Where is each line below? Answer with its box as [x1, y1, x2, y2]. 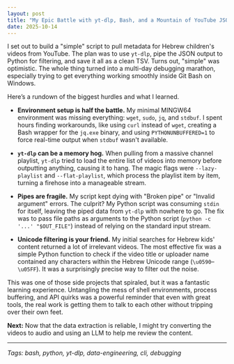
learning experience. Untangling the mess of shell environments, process [7, 286, 217, 294]
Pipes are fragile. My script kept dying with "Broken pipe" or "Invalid [17, 192, 215, 200]
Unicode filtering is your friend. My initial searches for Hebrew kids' [17, 235, 215, 244]
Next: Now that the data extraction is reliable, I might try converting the [7, 322, 212, 330]
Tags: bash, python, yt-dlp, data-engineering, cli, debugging [7, 349, 182, 357]
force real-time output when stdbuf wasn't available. [17, 136, 169, 144]
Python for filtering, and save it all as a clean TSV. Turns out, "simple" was [7, 57, 220, 65]
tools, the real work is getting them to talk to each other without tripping [7, 301, 213, 309]
